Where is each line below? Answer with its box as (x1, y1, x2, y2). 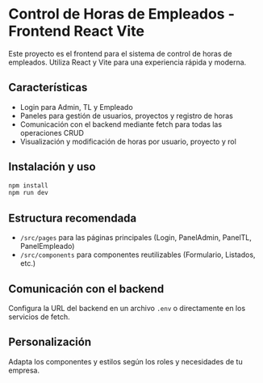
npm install (8, 181, 48, 190)
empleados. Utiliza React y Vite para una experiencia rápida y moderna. (8, 57, 247, 67)
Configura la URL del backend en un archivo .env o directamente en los (8, 303, 246, 313)
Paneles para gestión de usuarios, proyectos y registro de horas (19, 111, 234, 120)
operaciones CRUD (19, 128, 85, 137)
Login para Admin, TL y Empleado (19, 102, 133, 112)
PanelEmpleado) (19, 242, 75, 251)
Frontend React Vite (8, 22, 145, 40)
